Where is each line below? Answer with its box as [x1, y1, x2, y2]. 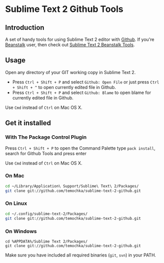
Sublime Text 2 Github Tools [5, 3, 124, 15]
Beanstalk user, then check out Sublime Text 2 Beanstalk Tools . [5, 42, 135, 48]
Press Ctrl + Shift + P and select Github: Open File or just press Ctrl [12, 79, 160, 85]
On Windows [5, 228, 37, 235]
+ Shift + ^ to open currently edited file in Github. [12, 84, 116, 90]
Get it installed [5, 119, 51, 127]
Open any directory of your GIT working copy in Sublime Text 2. [5, 69, 136, 75]
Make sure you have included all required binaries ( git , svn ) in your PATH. [5, 252, 157, 258]
